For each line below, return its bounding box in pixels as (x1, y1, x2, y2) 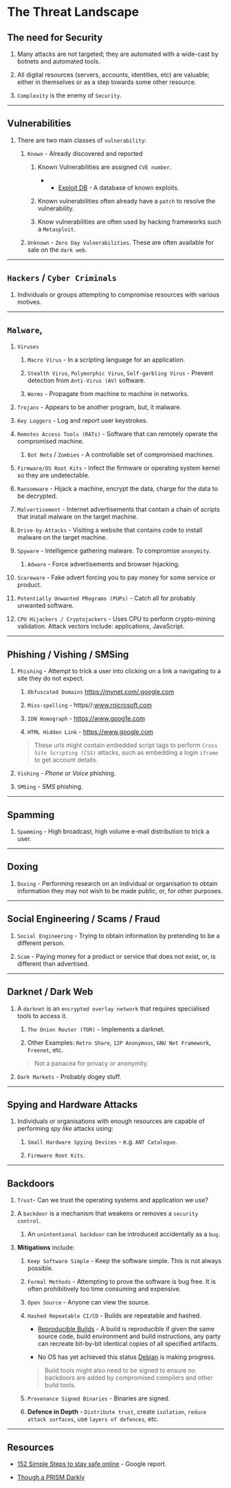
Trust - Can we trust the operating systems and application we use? (16, 1196, 208, 1204)
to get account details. (34, 756, 98, 764)
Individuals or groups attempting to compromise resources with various (16, 290, 220, 299)
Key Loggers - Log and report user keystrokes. (16, 417, 148, 425)
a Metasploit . (37, 225, 76, 233)
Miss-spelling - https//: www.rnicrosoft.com (27, 701, 153, 709)
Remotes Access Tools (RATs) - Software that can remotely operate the (16, 430, 218, 438)
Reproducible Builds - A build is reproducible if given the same (37, 1325, 215, 1333)
